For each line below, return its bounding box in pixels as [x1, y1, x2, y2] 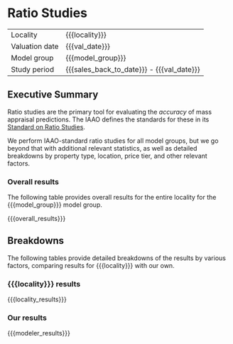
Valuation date [11, 41, 59, 51]
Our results [7, 313, 48, 323]
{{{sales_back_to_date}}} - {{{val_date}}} [65, 64, 200, 74]
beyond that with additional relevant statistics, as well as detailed [7, 144, 197, 152]
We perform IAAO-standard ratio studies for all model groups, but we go [7, 136, 219, 145]
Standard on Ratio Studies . [7, 122, 85, 131]
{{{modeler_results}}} [7, 329, 71, 338]
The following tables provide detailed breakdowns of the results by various [7, 254, 226, 262]
